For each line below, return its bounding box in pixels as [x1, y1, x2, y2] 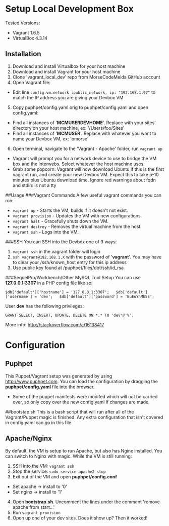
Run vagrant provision [12, 509, 61, 515]
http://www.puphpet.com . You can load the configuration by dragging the [5, 378, 158, 384]
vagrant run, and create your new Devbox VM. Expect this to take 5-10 [12, 171, 159, 177]
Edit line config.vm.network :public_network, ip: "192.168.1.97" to [12, 89, 156, 95]
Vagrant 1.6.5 [12, 29, 40, 35]
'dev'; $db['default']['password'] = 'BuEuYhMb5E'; [39, 294, 155, 299]
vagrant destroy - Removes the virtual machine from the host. [12, 223, 142, 230]
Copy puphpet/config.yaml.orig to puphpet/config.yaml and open [12, 104, 149, 110]
